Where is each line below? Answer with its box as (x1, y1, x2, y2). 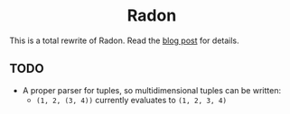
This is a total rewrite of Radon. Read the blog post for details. (9, 35, 239, 46)
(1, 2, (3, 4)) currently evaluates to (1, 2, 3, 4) (35, 94, 228, 105)
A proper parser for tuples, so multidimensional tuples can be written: (22, 84, 282, 95)
